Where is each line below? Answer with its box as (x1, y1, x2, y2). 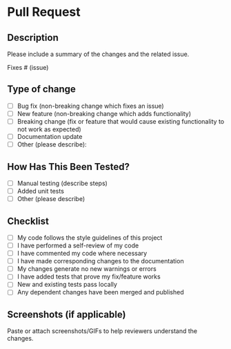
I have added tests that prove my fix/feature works (17, 272, 161, 281)
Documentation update (17, 133, 83, 140)
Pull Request (7, 4, 81, 20)
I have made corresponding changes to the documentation (17, 257, 184, 265)
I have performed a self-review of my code (17, 241, 139, 249)
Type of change (7, 84, 76, 95)
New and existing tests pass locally (17, 281, 117, 289)
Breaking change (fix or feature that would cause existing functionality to (17, 117, 225, 125)
